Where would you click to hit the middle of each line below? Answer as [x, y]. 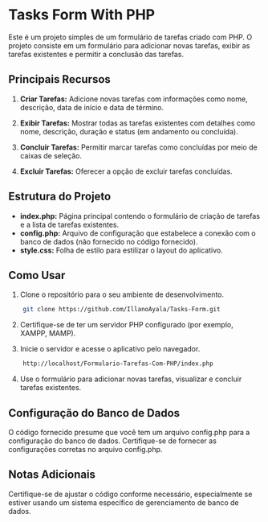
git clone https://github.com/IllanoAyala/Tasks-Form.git [122, 310]
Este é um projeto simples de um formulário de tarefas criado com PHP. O [130, 37]
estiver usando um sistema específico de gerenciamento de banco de [124, 502]
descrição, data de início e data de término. [92, 107]
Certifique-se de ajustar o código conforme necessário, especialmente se [130, 494]
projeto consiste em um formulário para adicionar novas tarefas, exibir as [129, 45]
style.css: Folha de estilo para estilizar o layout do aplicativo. [121, 250]
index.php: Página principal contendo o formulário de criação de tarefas [140, 216]
